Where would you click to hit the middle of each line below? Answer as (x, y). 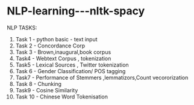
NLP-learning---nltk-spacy (76, 11)
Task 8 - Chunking (39, 84)
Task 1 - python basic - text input (57, 39)
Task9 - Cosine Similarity (47, 90)
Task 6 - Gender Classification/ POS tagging (70, 71)
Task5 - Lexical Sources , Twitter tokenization (72, 65)
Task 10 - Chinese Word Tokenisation (61, 97)
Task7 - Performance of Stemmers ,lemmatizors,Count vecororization (102, 77)
